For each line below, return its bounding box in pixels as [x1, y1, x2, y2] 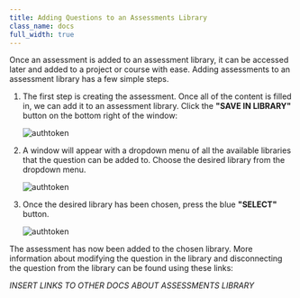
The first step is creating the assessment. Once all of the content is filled [22, 91, 292, 102]
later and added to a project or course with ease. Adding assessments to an [9, 64, 291, 75]
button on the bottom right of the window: [22, 110, 178, 122]
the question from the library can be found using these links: [9, 263, 234, 274]
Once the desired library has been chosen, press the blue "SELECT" [22, 199, 277, 210]
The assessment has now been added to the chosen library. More [9, 244, 253, 255]
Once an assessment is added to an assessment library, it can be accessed [9, 55, 289, 66]
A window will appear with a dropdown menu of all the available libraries [22, 145, 291, 156]
